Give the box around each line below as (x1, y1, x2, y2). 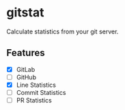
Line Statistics (16, 81, 56, 89)
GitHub (16, 73, 37, 81)
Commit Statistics (16, 88, 66, 96)
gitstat (6, 5, 44, 20)
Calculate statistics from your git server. (6, 27, 119, 36)
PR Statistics (16, 96, 52, 104)
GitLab (16, 65, 36, 73)
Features (6, 47, 45, 59)
